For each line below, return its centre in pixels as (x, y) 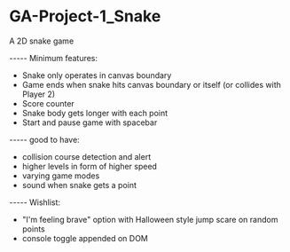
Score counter (48, 103)
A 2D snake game (42, 41)
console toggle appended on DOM (85, 238)
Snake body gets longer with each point (95, 113)
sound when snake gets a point (79, 185)
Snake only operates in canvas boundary (97, 75)
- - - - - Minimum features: (54, 58)
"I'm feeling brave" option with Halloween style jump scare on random (150, 219)
